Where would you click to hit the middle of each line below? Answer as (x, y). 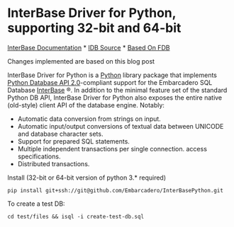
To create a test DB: (36, 204)
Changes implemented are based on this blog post (81, 61)
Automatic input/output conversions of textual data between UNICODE (121, 126)
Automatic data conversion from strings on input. (89, 119)
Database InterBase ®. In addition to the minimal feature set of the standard (117, 90)
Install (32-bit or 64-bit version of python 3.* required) (87, 177)
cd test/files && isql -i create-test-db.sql (76, 216)
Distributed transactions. (54, 163)
